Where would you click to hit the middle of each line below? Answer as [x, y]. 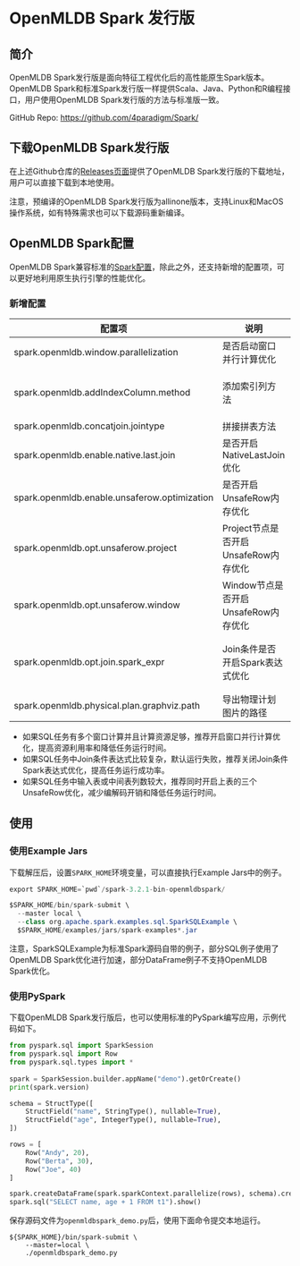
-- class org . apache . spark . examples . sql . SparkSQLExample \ [128, 922]
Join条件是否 [249, 649]
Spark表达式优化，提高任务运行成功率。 [96, 769]
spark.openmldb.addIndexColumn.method [102, 392]
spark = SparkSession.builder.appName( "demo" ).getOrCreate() [125, 1079]
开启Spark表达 [252, 662]
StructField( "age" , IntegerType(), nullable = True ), [123, 1120]
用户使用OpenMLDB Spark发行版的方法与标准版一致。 [125, 100]
